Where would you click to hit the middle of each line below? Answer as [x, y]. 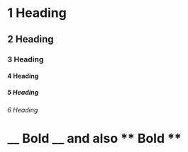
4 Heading [23, 76]
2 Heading [31, 39]
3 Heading [26, 59]
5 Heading [23, 92]
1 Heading [37, 13]
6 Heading [23, 110]
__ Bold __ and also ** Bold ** [95, 139]
